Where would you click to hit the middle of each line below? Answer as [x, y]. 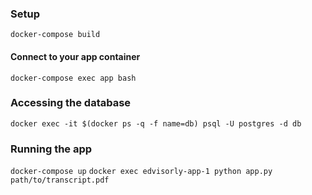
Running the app [51, 149]
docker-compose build [55, 35]
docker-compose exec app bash [73, 78]
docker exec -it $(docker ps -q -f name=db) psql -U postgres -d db [156, 123]
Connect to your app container [75, 56]
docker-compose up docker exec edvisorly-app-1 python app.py [141, 172]
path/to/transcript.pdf [60, 180]
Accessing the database [71, 103]
